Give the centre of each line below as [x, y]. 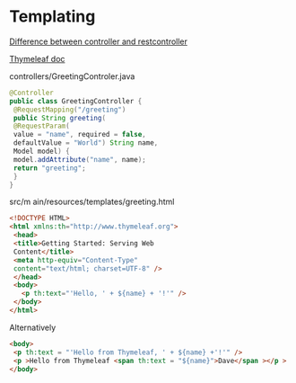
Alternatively [33, 327]
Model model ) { [41, 151]
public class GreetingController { [76, 101]
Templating [52, 17]
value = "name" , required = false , [79, 135]
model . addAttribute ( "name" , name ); [79, 159]
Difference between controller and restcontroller [99, 41]
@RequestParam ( [41, 126]
